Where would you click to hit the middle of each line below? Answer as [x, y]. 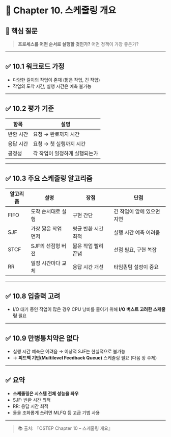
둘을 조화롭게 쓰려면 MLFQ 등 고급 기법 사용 [56, 412]
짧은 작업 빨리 [88, 246]
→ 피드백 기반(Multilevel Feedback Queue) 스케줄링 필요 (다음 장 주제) [85, 358]
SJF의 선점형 [46, 246]
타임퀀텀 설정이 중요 [136, 267]
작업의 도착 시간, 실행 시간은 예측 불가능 [52, 86]
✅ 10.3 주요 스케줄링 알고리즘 [49, 178]
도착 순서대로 [46, 211]
